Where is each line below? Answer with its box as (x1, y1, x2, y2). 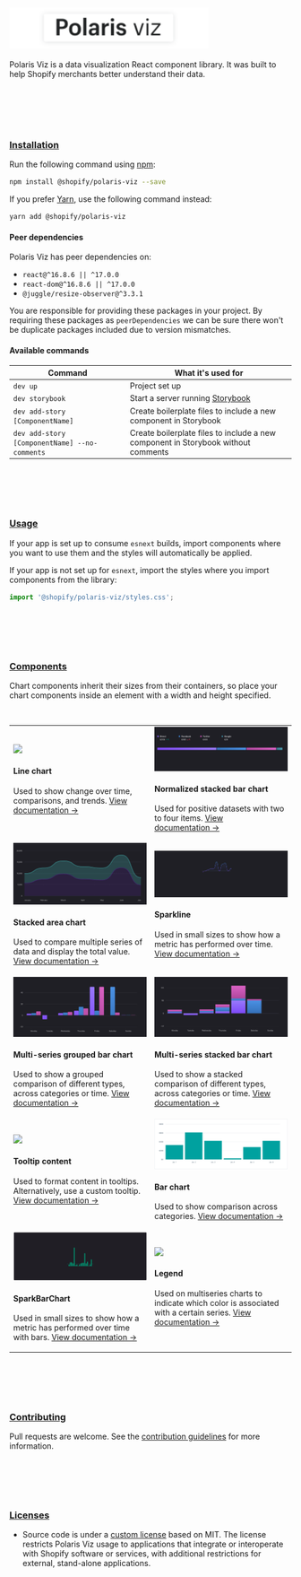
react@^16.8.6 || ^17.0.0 (21, 271, 119, 280)
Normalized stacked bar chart (154, 783, 269, 794)
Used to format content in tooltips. (13, 1175, 139, 1187)
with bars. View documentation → (13, 1332, 137, 1343)
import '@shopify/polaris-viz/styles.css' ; (9, 592, 175, 602)
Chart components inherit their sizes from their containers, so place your (9, 680, 278, 691)
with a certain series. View (154, 1307, 252, 1318)
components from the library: (9, 574, 117, 585)
